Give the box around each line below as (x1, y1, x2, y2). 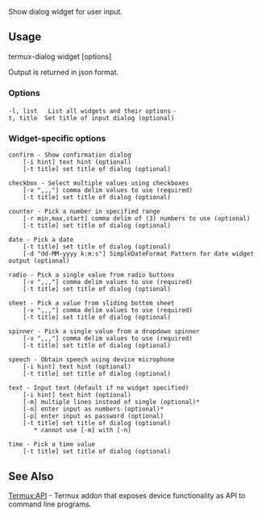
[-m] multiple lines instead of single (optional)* (23, 398, 200, 407)
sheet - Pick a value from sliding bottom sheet (8, 299, 175, 307)
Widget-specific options (8, 133, 106, 144)
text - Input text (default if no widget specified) (8, 384, 189, 392)
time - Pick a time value (8, 440, 95, 448)
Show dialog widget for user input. (8, 7, 123, 16)
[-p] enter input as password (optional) (23, 412, 164, 420)
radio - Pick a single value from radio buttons (8, 271, 175, 279)
